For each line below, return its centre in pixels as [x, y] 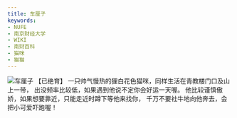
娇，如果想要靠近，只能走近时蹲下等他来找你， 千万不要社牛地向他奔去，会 [117, 98]
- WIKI [17, 40]
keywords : [22, 20]
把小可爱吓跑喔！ [32, 107]
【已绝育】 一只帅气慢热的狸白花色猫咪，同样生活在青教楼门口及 [129, 81]
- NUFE [17, 27]
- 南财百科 [21, 47]
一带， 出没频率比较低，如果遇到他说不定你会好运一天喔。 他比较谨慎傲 [118, 90]
